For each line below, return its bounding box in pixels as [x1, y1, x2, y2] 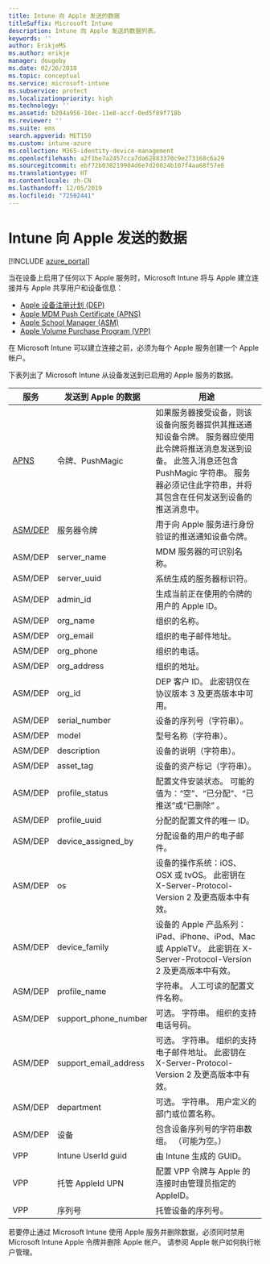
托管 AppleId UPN [56, 1178, 125, 1189]
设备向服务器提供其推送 [155, 418, 244, 430]
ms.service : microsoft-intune [8, 79, 110, 87]
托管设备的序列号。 [155, 1204, 228, 1216]
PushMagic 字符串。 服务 [155, 467, 251, 478]
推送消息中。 [155, 503, 204, 514]
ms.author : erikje [8, 49, 70, 57]
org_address [56, 660, 104, 671]
